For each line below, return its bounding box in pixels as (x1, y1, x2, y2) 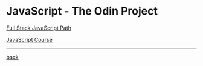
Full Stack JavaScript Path (6, 24, 71, 31)
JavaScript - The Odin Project (6, 4, 158, 18)
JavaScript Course (6, 36, 53, 43)
